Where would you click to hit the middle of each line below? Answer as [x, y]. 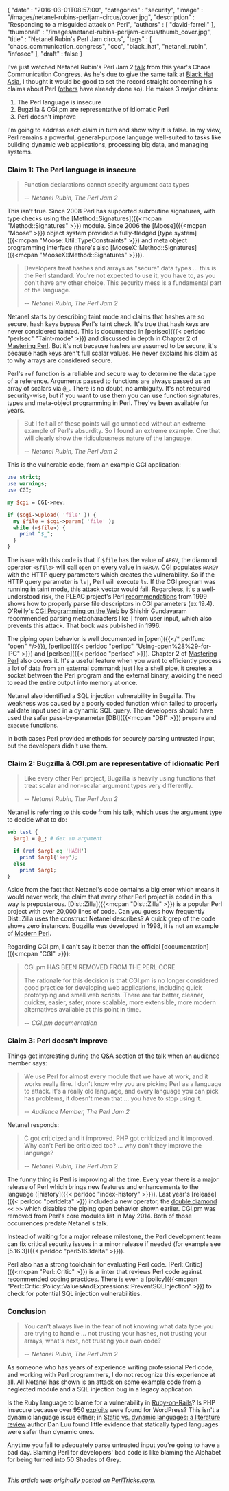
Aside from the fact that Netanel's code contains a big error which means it [113, 890]
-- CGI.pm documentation [60, 1023]
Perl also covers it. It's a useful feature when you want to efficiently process [114, 661]
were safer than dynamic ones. [51, 1432]
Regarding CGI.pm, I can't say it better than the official [84, 947]
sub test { [23, 832]
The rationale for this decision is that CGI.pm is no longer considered [121, 980]
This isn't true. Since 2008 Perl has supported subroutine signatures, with [111, 211]
